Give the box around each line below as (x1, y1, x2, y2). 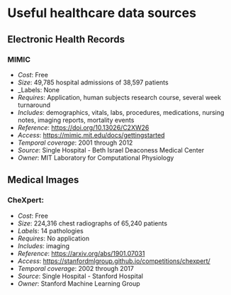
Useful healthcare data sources (7, 5, 197, 21)
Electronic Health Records (7, 33, 125, 45)
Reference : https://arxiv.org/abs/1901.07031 (17, 249, 145, 257)
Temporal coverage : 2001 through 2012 (17, 138, 133, 147)
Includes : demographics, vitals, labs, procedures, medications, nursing (17, 108, 225, 116)
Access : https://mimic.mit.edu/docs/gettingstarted (17, 130, 165, 139)
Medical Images (7, 174, 79, 186)
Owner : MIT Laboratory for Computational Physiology (17, 153, 174, 162)
